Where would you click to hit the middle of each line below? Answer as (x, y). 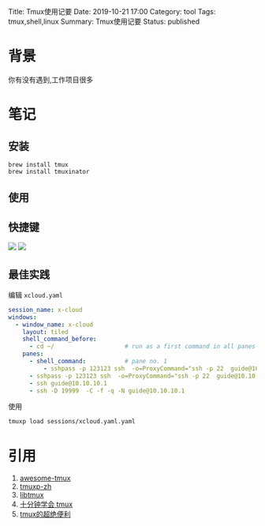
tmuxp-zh (35, 487)
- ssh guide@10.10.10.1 (68, 383)
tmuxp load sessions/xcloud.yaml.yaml (72, 422)
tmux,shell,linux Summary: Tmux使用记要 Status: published (104, 21)
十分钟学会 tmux (46, 505)
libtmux (32, 495)
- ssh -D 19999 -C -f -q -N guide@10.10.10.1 (107, 391)
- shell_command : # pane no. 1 (98, 362)
